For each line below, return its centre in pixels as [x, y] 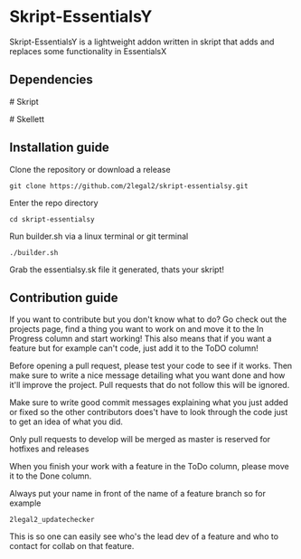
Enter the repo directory [54, 203]
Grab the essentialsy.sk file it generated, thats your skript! [117, 270]
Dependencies [51, 80]
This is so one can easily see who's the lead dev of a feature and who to [144, 536]
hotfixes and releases [49, 449]
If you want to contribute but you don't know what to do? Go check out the [148, 319]
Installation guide [60, 148]
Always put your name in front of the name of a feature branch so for [138, 494]
